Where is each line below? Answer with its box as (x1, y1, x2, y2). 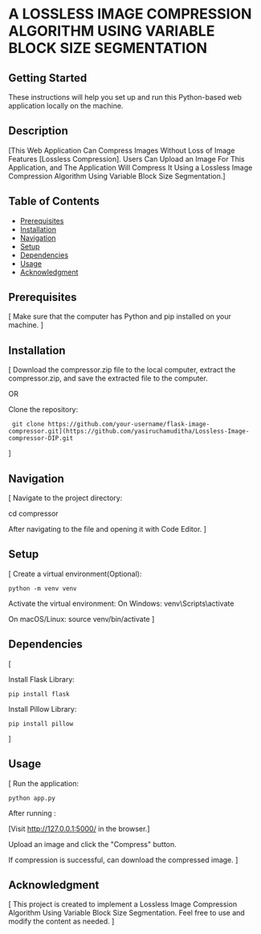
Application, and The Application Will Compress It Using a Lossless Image (8, 163, 253, 172)
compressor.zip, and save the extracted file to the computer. (8, 373, 208, 383)
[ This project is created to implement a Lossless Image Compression (8, 899, 238, 909)
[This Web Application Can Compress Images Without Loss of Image (8, 146, 235, 155)
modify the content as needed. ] (8, 916, 115, 926)
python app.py (8, 794, 56, 802)
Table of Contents (8, 195, 100, 208)
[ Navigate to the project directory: (8, 493, 123, 503)
